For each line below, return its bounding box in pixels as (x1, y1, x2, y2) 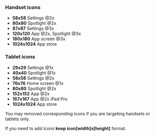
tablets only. (5, 116, 30, 122)
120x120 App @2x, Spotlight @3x (12, 31, 81, 37)
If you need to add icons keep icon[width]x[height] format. (5, 125, 127, 131)
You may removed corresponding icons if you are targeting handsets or (5, 110, 151, 116)
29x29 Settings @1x (12, 64, 54, 70)
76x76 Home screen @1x (12, 80, 64, 86)
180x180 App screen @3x (12, 36, 66, 42)
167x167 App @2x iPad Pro (12, 96, 68, 102)
